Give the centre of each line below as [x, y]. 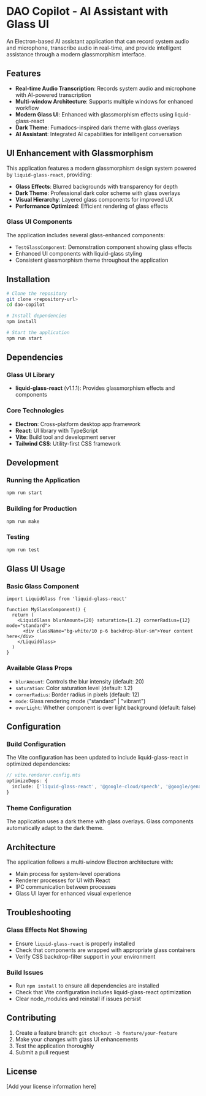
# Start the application [38, 333]
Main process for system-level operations [68, 873]
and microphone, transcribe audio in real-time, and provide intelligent [94, 48]
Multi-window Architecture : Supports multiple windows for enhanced [104, 101]
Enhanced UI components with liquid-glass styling [78, 253]
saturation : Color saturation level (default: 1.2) [74, 688]
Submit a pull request [42, 1052]
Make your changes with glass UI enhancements [77, 1039]
